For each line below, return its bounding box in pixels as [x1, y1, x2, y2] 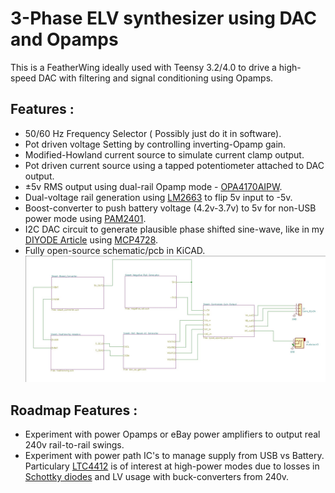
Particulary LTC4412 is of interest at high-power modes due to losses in [24, 460, 320, 472]
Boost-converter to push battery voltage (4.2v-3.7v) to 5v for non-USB [24, 202, 317, 214]
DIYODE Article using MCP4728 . [24, 233, 159, 246]
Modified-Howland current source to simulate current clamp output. [24, 148, 305, 161]
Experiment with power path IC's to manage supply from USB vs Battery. [24, 450, 325, 462]
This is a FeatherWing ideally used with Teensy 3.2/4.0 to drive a [10, 61, 277, 73]
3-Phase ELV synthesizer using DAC [10, 7, 318, 30]
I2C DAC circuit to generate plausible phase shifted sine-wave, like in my [24, 223, 325, 235]
